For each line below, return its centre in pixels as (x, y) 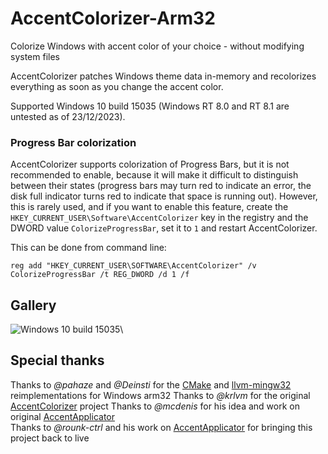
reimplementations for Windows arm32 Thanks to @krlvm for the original (160, 395)
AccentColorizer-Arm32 (113, 18)
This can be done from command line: (88, 248)
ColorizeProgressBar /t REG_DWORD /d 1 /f (100, 275)
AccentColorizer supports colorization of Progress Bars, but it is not (150, 164)
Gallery (33, 305)
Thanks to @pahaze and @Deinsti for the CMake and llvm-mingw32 (151, 384)
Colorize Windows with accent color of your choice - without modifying (157, 46)
